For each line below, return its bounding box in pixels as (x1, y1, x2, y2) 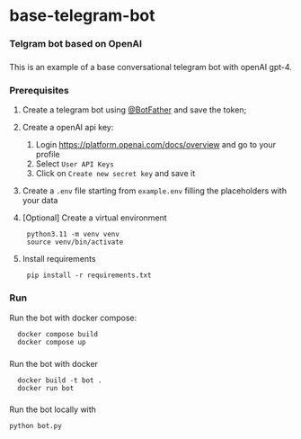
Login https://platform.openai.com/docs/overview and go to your (35, 139, 277, 150)
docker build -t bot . (17, 375, 102, 385)
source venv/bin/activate (26, 237, 124, 247)
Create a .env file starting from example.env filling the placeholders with (22, 185, 288, 196)
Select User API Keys (35, 158, 114, 169)
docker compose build (17, 329, 99, 338)
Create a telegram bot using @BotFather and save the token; (22, 104, 247, 115)
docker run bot (17, 383, 75, 392)
